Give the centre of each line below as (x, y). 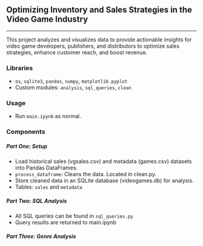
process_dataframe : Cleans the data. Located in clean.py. (86, 174)
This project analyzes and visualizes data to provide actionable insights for (99, 39)
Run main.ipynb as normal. (48, 116)
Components (26, 132)
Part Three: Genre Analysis (41, 236)
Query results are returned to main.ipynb (66, 222)
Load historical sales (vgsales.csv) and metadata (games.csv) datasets (103, 162)
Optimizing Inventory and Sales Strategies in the (99, 10)
